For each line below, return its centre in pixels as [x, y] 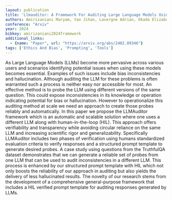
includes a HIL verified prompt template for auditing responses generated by [86, 187]
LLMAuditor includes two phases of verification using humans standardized [85, 138]
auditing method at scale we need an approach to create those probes [79, 106]
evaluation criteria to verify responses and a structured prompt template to [84, 144]
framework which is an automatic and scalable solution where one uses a [83, 117]
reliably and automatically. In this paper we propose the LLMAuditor [77, 111]
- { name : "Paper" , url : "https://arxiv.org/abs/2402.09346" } [77, 43]
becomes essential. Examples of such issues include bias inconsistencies [83, 73]
